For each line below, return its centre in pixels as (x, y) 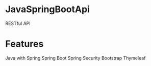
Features (24, 44)
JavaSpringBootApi (48, 9)
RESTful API (18, 23)
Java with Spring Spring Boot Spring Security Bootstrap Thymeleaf (75, 58)
